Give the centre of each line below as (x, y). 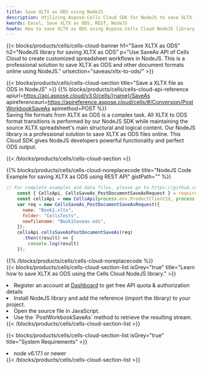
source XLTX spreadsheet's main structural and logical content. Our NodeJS (101, 128)
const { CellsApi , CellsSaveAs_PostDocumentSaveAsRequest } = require (107, 193)
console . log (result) (54, 244)
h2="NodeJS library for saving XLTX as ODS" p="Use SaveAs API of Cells (98, 52)
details (14, 291)
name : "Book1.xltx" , (48, 210)
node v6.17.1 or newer (40, 353)
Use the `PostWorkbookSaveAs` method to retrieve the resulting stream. (103, 317)
